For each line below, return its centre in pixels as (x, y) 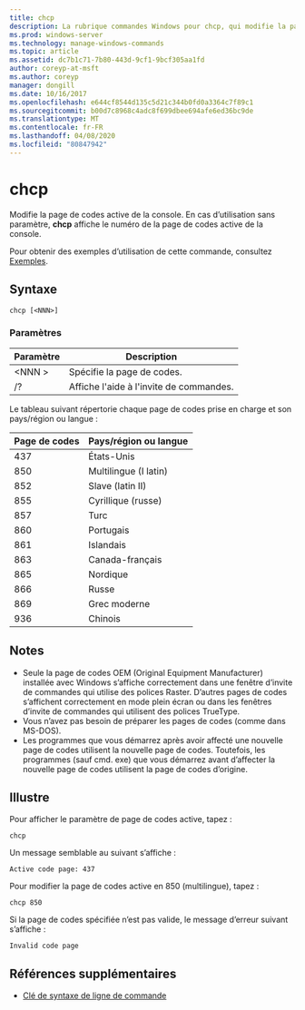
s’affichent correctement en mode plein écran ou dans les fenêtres (147, 701)
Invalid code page (44, 946)
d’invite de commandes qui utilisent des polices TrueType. (131, 711)
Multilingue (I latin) (128, 471)
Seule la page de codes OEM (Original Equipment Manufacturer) (143, 672)
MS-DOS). (42, 731)
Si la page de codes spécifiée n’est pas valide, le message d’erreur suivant (149, 920)
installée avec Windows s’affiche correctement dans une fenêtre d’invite (157, 682)
